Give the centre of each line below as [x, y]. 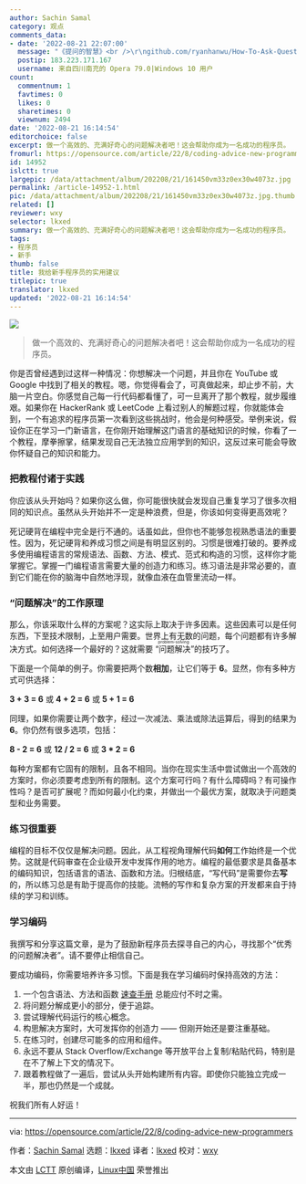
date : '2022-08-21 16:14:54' [65, 129]
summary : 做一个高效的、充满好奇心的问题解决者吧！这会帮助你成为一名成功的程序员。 [150, 230]
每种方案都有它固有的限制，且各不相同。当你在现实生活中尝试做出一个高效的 [153, 769]
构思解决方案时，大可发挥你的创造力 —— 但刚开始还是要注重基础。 [148, 1028]
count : [22, 78]
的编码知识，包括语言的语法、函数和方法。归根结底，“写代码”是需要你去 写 [149, 874]
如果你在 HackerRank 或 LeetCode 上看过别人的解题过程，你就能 [147, 407]
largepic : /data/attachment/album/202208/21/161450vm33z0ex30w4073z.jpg [150, 179]
